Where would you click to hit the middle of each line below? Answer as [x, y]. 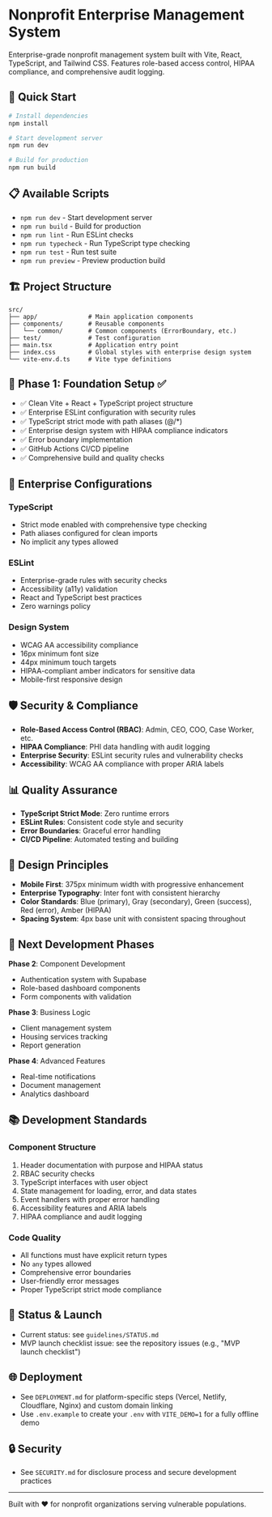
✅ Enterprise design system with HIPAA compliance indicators [124, 431]
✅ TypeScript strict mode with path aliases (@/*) [101, 422]
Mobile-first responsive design [71, 679]
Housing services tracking [64, 1036]
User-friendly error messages [70, 1281]
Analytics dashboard [55, 1094]
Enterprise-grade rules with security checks [93, 580]
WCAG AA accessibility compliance [79, 644]
